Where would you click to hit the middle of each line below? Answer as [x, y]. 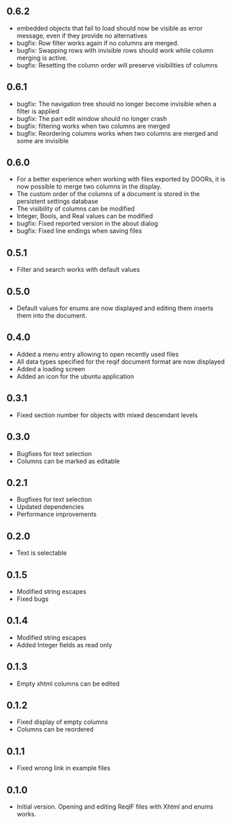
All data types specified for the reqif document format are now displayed [121, 362]
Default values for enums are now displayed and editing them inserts [115, 308]
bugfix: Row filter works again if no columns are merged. [98, 43]
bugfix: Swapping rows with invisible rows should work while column [115, 50]
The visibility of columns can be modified [75, 209]
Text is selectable [42, 553]
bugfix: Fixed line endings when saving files [79, 231]
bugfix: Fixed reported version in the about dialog [87, 224]
